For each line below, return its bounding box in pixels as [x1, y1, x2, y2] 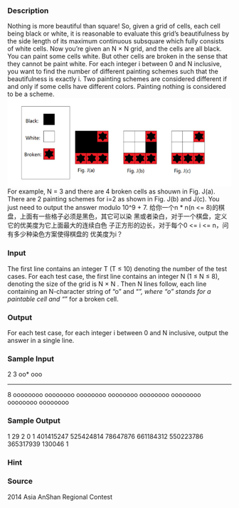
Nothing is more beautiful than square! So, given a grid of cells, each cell [7, 22, 221, 31]
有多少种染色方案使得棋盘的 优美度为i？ [7, 230, 123, 238]
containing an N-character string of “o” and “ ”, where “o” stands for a [7, 287, 211, 295]
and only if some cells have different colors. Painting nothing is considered [7, 83, 226, 91]
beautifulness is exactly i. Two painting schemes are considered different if [7, 75, 228, 83]
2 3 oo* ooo [7, 370, 43, 379]
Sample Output [7, 416, 60, 425]
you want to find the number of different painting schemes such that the [7, 67, 218, 76]
